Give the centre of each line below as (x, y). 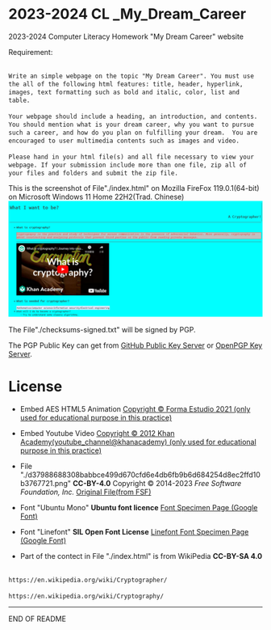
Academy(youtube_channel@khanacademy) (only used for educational (138, 442)
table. (19, 100)
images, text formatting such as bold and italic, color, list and (124, 92)
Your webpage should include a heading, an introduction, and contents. (133, 116)
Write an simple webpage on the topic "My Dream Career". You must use (131, 76)
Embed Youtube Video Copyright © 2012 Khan (97, 433)
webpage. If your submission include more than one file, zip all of (128, 165)
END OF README (38, 619)
